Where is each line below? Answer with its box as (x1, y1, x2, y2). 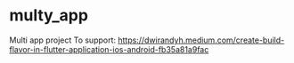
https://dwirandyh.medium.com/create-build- (117, 35, 285, 45)
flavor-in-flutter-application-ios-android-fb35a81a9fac (9, 43, 209, 54)
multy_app (9, 5, 89, 26)
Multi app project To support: (9, 35, 117, 45)
